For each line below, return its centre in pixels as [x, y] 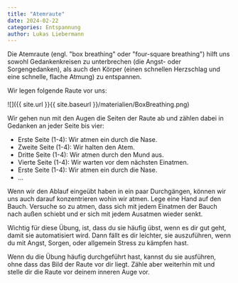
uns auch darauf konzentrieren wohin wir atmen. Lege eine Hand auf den [114, 199]
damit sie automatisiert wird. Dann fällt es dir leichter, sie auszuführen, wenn [119, 235]
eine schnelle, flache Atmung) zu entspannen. [75, 77]
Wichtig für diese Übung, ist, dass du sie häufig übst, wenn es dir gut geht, [117, 228]
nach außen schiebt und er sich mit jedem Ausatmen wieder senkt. [105, 214]
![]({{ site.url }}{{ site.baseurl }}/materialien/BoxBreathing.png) [98, 105]
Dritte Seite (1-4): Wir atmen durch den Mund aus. [91, 155]
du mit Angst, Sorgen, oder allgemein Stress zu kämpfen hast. [98, 243]
